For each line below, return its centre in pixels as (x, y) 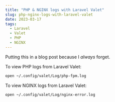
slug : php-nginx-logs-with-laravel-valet (49, 15)
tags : (11, 24)
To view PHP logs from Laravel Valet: (43, 66)
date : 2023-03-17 (23, 19)
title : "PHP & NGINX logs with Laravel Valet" (55, 10)
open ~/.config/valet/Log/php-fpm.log (46, 76)
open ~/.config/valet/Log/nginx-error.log (50, 94)
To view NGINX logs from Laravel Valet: (46, 85)
